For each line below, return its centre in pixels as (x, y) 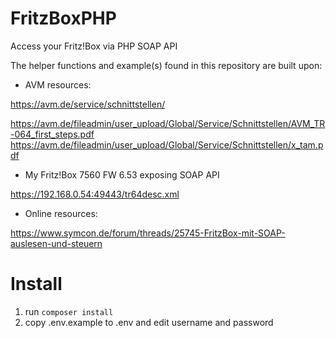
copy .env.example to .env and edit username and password (149, 322)
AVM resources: (58, 84)
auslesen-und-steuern (56, 243)
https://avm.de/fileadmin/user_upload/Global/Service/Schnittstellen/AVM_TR (168, 123)
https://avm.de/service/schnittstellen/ (88, 104)
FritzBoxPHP (63, 18)
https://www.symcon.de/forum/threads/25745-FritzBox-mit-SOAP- (148, 233)
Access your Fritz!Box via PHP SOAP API (94, 46)
